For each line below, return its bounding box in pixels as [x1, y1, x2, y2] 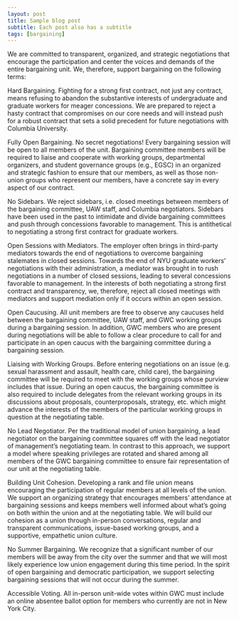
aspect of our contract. [7, 183, 75, 192]
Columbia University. [7, 124, 69, 133]
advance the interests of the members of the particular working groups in [7, 405, 223, 414]
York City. [7, 604, 36, 613]
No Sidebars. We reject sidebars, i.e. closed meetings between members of [7, 197, 229, 206]
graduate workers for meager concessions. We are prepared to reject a [7, 101, 216, 110]
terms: [7, 73, 26, 81]
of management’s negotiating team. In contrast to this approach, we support [7, 442, 230, 450]
